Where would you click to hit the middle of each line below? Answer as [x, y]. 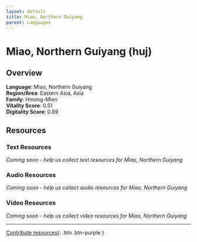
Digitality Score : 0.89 [32, 112]
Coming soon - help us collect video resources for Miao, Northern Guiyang [97, 216]
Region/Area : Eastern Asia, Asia [45, 93]
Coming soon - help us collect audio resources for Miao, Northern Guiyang [97, 188]
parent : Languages [28, 22]
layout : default [26, 11]
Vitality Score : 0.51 [29, 105]
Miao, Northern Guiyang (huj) [79, 51]
